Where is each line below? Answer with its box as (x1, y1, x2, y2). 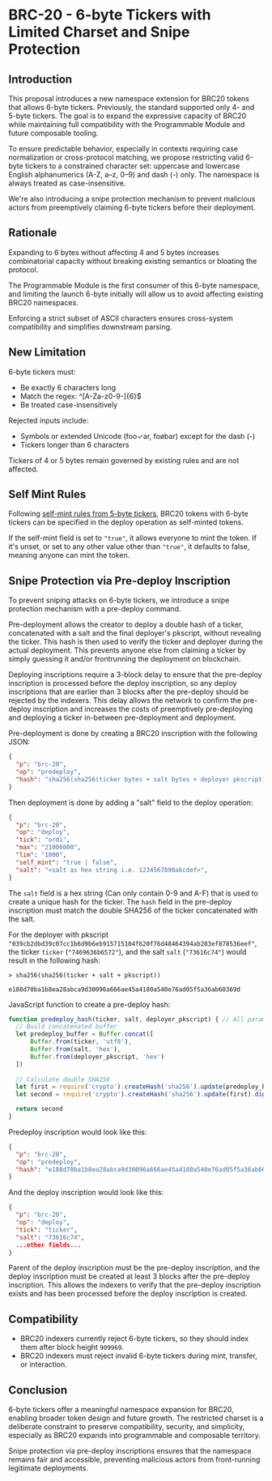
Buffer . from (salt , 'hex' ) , (29, 1045, 121, 1053)
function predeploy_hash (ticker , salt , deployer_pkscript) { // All (8, 1015, 244, 1024)
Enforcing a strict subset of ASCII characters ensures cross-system (8, 313, 233, 323)
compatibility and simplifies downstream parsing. (8, 321, 172, 331)
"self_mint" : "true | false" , (15, 858, 117, 866)
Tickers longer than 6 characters (19, 440, 130, 449)
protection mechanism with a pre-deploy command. (8, 604, 181, 614)
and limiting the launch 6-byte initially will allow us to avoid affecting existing (8, 289, 264, 299)
